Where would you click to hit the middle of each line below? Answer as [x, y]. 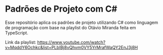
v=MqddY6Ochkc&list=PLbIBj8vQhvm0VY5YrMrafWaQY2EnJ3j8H [72, 47]
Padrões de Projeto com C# [61, 9]
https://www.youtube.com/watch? [71, 42]
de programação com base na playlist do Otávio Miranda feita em [71, 27]
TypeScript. [17, 33]
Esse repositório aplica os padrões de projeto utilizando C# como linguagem [81, 22]
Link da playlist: [21, 42]
